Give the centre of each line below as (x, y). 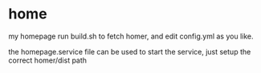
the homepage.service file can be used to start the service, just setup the (130, 51)
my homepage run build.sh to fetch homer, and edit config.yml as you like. (131, 36)
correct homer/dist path (47, 60)
